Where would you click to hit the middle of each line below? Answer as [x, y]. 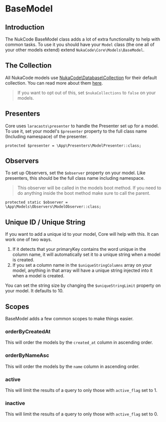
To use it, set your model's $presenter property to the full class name [76, 131]
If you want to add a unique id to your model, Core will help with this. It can [82, 234]
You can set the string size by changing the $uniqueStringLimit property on [83, 285]
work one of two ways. [29, 240]
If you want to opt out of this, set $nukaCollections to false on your [86, 93]
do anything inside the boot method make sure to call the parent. [84, 193]
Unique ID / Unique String [45, 222]
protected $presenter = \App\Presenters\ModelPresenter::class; [73, 146]
